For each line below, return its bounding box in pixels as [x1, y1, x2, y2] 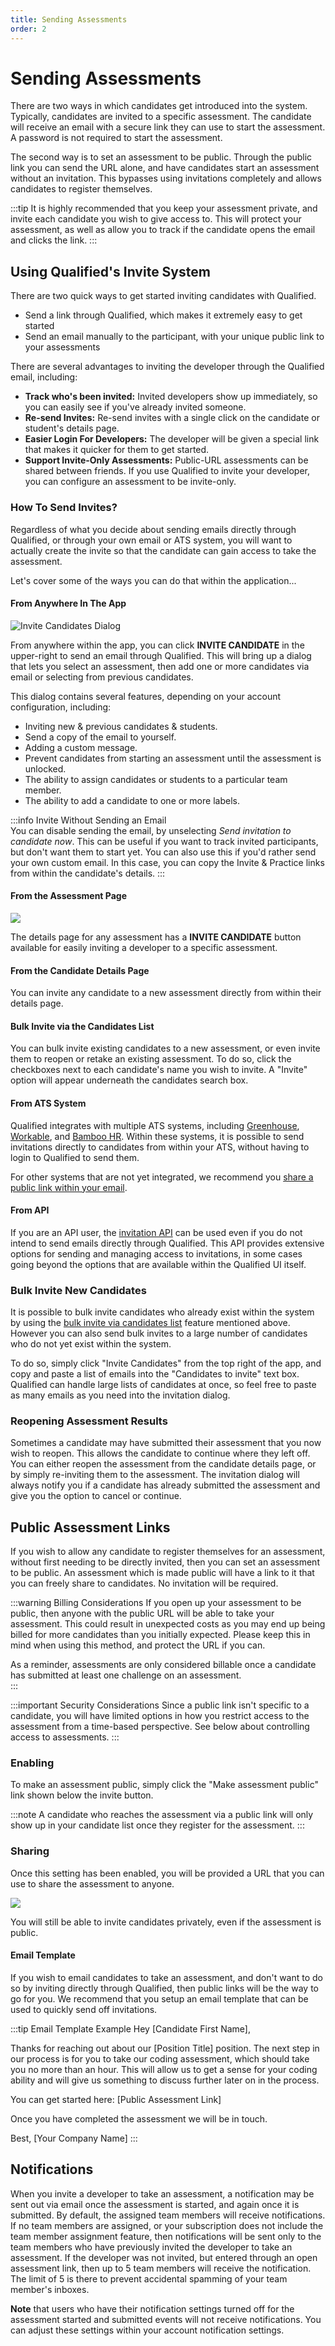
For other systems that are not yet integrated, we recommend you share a [10, 1171, 314, 1183]
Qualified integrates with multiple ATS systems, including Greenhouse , [10, 1119, 300, 1131]
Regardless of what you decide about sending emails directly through [10, 523, 297, 535]
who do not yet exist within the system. [10, 1338, 172, 1350]
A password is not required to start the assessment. [10, 132, 223, 144]
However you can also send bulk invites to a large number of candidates [10, 1327, 308, 1340]
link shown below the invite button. [10, 1789, 154, 1801]
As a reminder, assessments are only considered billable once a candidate [10, 1659, 317, 1671]
